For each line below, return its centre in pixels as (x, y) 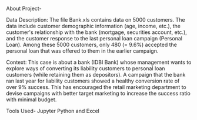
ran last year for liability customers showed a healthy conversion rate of (93, 81)
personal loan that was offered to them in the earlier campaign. (82, 51)
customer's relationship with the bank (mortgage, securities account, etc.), (96, 32)
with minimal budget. (31, 100)
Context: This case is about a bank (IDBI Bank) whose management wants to (99, 62)
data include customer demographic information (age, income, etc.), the (94, 26)
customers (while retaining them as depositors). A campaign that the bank (96, 75)
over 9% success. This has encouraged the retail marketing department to (96, 87)
